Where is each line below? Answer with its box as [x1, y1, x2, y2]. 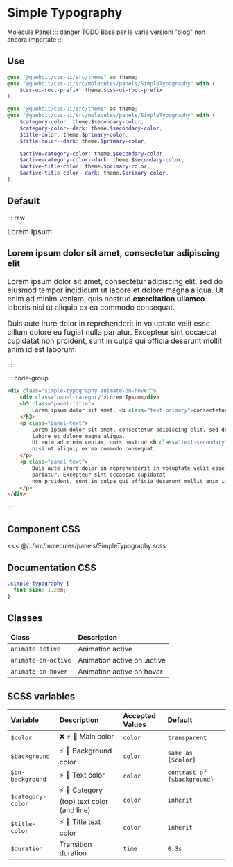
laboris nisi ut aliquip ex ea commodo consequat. [7, 303, 175, 313]
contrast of [167, 769, 207, 777]
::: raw [7, 213, 26, 222]
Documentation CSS [7, 561, 97, 573]
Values [123, 719, 147, 729]
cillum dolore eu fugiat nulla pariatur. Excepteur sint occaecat [7, 327, 217, 337]
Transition [59, 840, 92, 850]
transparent [167, 733, 207, 742]
